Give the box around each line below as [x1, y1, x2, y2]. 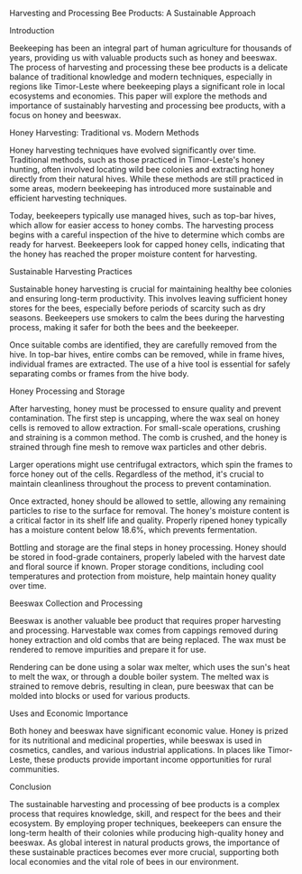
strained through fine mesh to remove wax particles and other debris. [9, 442, 268, 452]
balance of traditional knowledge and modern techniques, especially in [9, 71, 273, 82]
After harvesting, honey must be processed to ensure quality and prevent [9, 404, 282, 414]
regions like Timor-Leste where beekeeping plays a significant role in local [9, 81, 286, 91]
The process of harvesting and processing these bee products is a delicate [9, 62, 288, 72]
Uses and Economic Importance [9, 708, 129, 719]
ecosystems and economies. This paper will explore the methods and [9, 90, 268, 101]
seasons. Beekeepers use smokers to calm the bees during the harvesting [9, 312, 285, 323]
